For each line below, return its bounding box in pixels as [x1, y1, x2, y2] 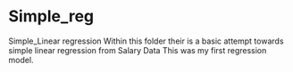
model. [8, 54, 34, 65]
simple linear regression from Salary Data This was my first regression [8, 44, 267, 55]
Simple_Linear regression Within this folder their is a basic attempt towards [8, 36, 284, 46]
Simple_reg [8, 6, 95, 27]
